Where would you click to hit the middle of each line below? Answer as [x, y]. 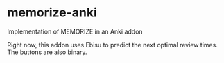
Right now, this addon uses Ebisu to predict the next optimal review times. [113, 45]
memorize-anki [52, 13]
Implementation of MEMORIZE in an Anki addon [75, 32]
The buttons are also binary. [48, 52]
